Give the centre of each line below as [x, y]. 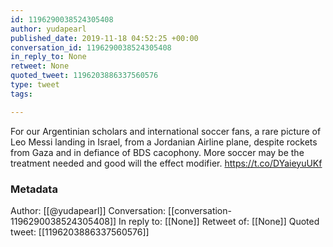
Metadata [34, 189]
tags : [21, 94]
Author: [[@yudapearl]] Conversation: [88, 210]
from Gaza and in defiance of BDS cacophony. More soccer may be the [157, 152]
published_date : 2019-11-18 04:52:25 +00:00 [104, 38]
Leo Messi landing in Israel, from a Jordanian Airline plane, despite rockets [164, 142]
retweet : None [40, 66]
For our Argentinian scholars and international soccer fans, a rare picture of [166, 131]
